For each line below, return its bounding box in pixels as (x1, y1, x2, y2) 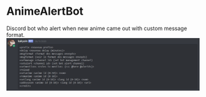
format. (6, 31, 25, 38)
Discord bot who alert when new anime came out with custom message (6, 25, 188, 32)
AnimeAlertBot (6, 4, 84, 18)
